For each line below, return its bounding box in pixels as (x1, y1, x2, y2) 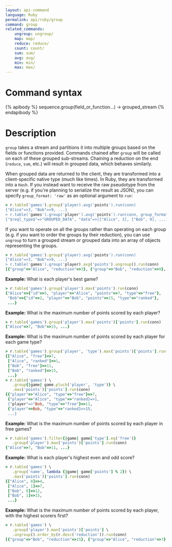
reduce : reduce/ (14, 41, 50, 46)
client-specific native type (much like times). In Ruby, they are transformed (5, 176, 163, 182)
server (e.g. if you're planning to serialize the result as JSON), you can (5, 187, 154, 193)
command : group (5, 22, 38, 27)
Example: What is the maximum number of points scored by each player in (5, 420, 163, 426)
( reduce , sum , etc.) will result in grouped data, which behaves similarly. (5, 161, 153, 167)
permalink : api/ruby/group (5, 17, 63, 22)
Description (5, 127, 56, 139)
